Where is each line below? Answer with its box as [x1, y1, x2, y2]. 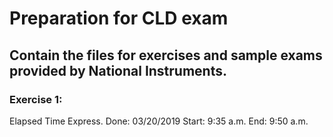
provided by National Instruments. [9, 62, 227, 79]
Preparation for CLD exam [9, 7, 229, 30]
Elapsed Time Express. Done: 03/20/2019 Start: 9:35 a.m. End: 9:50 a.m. [9, 115, 309, 127]
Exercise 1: [9, 92, 63, 106]
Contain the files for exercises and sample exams [9, 47, 323, 64]
